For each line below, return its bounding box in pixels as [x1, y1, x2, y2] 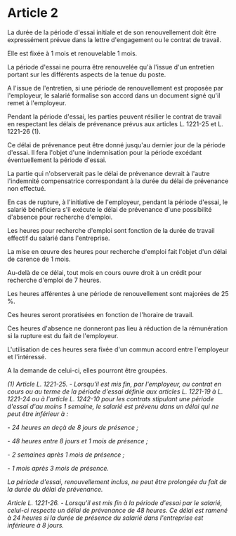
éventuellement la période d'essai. [7, 156, 107, 164]
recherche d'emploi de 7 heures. [7, 276, 102, 284]
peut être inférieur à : [7, 409, 69, 418]
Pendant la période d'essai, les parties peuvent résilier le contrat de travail [7, 112, 223, 121]
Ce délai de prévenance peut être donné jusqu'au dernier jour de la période [7, 140, 226, 149]
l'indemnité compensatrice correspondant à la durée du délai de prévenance [7, 177, 229, 185]
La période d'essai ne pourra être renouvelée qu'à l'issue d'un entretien [7, 62, 215, 71]
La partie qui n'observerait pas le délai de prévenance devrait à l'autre [7, 169, 210, 177]
